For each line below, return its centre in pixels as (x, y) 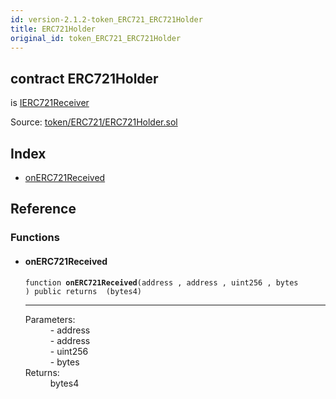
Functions (35, 238)
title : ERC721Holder (53, 29)
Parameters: (50, 319)
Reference (43, 209)
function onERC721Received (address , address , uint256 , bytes (161, 282)
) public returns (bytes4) (83, 291)
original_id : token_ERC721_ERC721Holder (96, 38)
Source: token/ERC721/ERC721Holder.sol (94, 122)
